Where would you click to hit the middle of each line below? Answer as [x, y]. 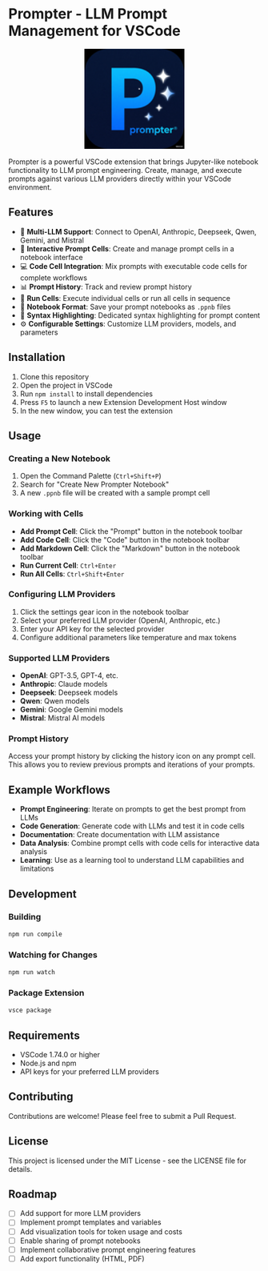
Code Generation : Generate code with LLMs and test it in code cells [132, 826]
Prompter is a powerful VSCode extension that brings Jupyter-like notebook [133, 162]
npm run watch [32, 972]
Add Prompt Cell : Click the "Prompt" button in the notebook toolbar [131, 531]
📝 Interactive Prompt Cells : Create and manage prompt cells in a [127, 248]
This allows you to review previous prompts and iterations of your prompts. [132, 764]
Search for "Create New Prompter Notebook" [94, 484]
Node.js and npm [48, 1063]
